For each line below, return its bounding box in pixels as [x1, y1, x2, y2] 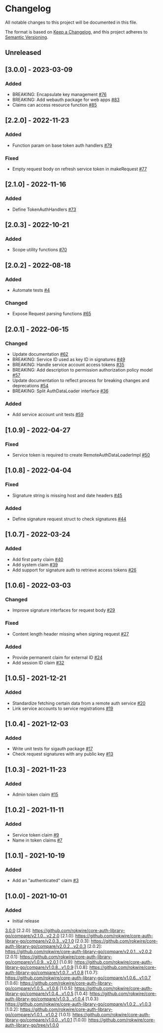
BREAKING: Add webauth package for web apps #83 [12, 97, 120, 103]
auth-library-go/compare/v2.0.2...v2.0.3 [5, 943, 86, 949]
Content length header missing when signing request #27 [12, 631, 129, 637]
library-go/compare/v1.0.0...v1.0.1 [5, 1017, 72, 1023]
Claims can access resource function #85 [12, 102, 97, 108]
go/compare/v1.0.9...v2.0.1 [5, 959, 59, 965]
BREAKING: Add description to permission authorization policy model [12, 367, 153, 373]
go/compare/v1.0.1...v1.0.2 [5, 1012, 58, 1018]
